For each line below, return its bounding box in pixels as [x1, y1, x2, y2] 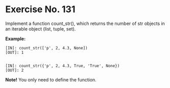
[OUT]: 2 [5, 68, 24, 73]
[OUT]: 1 [5, 50, 24, 55]
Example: [5, 36, 26, 42]
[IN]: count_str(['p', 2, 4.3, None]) [5, 45, 88, 50]
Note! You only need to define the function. [5, 76, 97, 82]
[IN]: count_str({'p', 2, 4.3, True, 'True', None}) [5, 63, 120, 68]
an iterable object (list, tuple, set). [5, 25, 76, 32]
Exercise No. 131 [5, 4, 76, 15]
